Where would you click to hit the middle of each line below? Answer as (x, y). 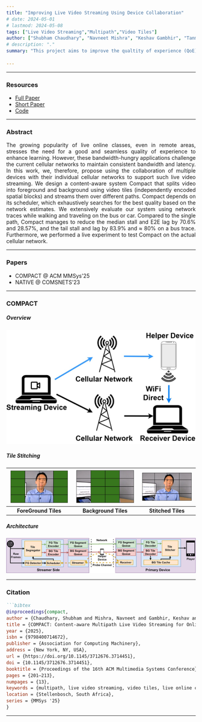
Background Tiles (105, 510)
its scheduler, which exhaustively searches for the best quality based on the (101, 203)
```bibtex (19, 606)
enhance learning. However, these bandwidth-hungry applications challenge (101, 158)
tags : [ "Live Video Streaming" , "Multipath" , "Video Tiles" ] (82, 32)
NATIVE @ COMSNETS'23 (47, 282)
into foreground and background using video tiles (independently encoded (101, 190)
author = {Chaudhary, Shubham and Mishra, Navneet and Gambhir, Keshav (98, 618)
